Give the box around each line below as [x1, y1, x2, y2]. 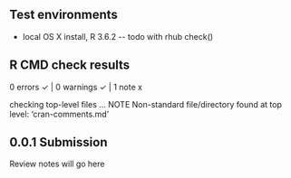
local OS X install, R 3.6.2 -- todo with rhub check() [22, 31, 214, 42]
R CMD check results [9, 58, 131, 73]
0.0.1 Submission [9, 135, 108, 150]
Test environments [9, 7, 118, 23]
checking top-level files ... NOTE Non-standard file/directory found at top [9, 98, 283, 109]
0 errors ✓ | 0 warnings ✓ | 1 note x [9, 81, 143, 92]
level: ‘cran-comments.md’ [9, 108, 110, 119]
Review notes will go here [9, 158, 105, 170]
